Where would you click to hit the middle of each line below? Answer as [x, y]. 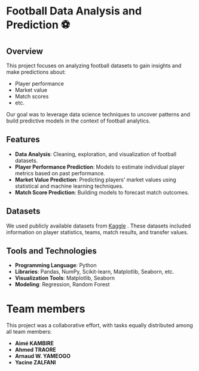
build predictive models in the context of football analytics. [78, 121]
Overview [25, 51]
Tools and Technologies [52, 251]
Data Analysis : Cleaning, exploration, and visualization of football [96, 154]
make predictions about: [36, 72]
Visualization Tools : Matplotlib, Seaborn [65, 278]
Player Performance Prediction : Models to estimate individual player [100, 167]
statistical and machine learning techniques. [69, 186]
